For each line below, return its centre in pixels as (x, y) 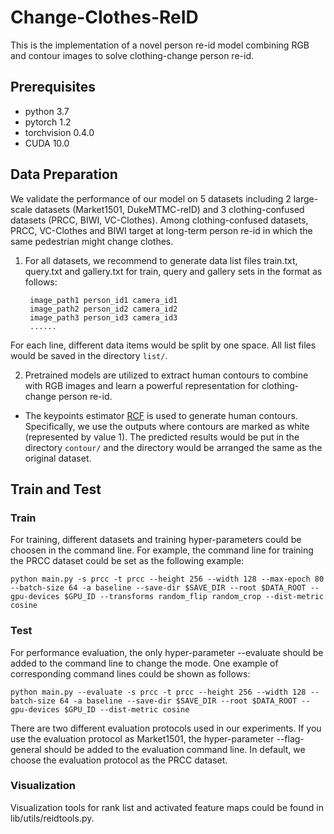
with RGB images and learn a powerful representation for (142, 385)
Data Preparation (64, 174)
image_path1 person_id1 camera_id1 (103, 300)
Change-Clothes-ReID (104, 17)
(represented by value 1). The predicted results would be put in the (162, 437)
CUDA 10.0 (47, 143)
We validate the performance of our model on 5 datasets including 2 (151, 198)
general (26, 749)
